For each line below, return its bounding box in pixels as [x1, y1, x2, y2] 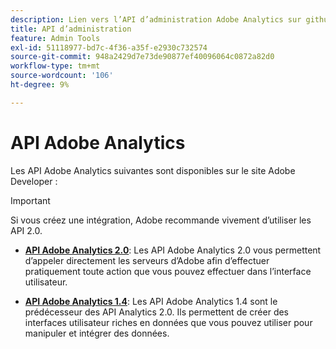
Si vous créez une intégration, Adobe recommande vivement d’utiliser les [10, 214, 312, 226]
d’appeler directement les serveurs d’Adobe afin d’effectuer [24, 254, 270, 266]
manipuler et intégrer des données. [24, 327, 170, 339]
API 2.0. [10, 224, 43, 236]
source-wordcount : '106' [10, 71, 114, 81]
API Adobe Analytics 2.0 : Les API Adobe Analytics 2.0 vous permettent [24, 244, 322, 256]
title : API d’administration [10, 24, 132, 34]
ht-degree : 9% [10, 80, 70, 90]
